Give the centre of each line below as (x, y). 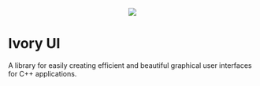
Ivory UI (34, 44)
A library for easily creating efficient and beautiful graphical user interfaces (130, 65)
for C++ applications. (43, 73)
